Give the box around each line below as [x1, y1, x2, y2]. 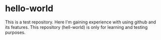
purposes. [5, 29, 26, 35]
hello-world [5, 3, 54, 14]
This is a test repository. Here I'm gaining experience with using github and [5, 19, 157, 25]
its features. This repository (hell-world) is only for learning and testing [5, 24, 148, 30]
